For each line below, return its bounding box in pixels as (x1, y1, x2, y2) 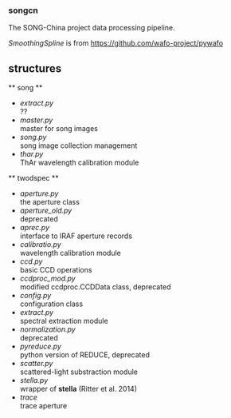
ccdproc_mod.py (19, 273, 76, 284)
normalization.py (19, 324, 76, 334)
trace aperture (19, 401, 68, 411)
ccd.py (19, 257, 43, 266)
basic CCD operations (19, 265, 92, 275)
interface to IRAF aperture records (19, 231, 133, 241)
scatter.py (19, 359, 53, 368)
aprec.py (19, 223, 50, 233)
